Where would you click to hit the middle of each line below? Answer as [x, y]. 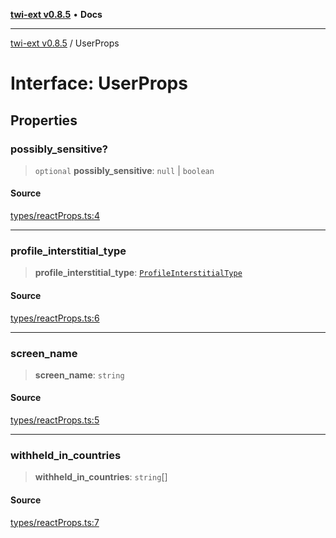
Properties [44, 120]
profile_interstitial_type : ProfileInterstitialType [138, 273]
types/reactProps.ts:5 [55, 420]
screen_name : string [79, 375]
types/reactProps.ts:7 [55, 522]
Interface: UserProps [99, 83]
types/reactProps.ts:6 [55, 318]
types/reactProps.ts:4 [55, 216]
